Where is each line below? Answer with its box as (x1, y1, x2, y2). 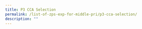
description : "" (5, 16, 38, 21)
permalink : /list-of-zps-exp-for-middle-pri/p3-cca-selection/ (5, 12, 138, 17)
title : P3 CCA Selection (5, 7, 56, 12)
